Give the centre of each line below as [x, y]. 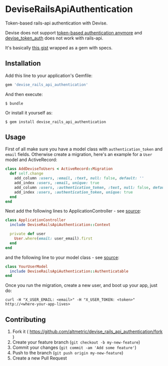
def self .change [26, 173]
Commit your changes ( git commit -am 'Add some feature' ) [74, 347]
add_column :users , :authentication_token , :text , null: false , [82, 187]
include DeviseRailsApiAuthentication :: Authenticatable [69, 271]
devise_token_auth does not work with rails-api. [54, 38]
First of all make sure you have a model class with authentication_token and [84, 149]
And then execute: [24, 94]
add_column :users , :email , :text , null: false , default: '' [79, 178]
